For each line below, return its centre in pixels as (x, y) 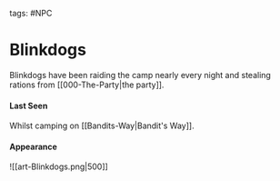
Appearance (33, 146)
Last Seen (29, 106)
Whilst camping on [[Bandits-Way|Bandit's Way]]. (102, 126)
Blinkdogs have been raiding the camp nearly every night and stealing (140, 75)
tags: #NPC (31, 13)
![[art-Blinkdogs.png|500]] (59, 166)
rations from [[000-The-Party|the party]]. (87, 85)
